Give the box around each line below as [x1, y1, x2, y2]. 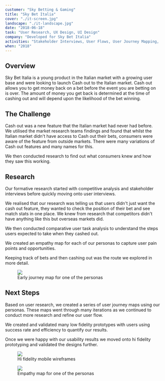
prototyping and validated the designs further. [5, 341, 98, 347]
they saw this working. [5, 158, 51, 164]
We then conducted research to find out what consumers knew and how [5, 153, 151, 159]
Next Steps [5, 289, 40, 297]
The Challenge [5, 110, 51, 118]
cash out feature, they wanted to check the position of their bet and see [5, 205, 150, 211]
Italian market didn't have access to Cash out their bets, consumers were [5, 133, 153, 139]
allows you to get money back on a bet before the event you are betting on [5, 85, 156, 91]
